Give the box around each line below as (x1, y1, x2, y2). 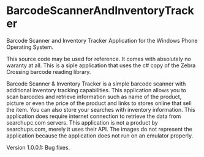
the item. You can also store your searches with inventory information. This (6, 106, 196, 113)
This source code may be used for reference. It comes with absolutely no (6, 55, 191, 62)
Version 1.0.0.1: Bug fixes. (6, 144, 70, 151)
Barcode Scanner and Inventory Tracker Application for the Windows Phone (6, 37, 198, 44)
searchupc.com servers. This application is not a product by (6, 119, 158, 126)
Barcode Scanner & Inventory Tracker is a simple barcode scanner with (6, 80, 186, 87)
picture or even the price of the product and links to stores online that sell (6, 99, 192, 107)
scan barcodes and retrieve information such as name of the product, (6, 93, 182, 100)
